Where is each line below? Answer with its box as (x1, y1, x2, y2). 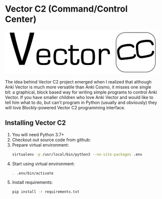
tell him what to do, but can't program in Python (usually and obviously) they (5, 99, 157, 105)
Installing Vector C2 (5, 119, 66, 127)
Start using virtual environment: (12, 161, 75, 166)
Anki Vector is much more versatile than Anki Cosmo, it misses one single (5, 84, 151, 90)
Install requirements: (12, 180, 53, 185)
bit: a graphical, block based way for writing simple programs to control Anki (5, 89, 157, 95)
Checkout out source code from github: (12, 137, 91, 143)
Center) (5, 14, 37, 25)
